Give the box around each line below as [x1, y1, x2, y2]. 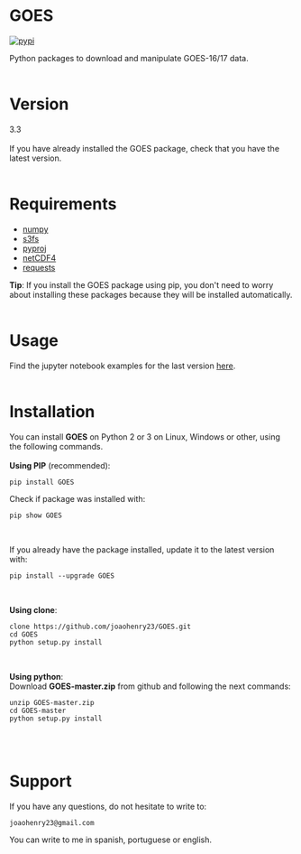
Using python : [9, 671, 64, 682]
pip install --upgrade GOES [9, 571, 115, 580]
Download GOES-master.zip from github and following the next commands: [9, 681, 291, 692]
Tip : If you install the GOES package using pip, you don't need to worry [9, 279, 274, 290]
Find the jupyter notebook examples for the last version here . [9, 360, 236, 371]
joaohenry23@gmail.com [9, 818, 95, 827]
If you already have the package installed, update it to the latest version [9, 543, 275, 555]
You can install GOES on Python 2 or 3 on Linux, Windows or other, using [9, 431, 281, 442]
